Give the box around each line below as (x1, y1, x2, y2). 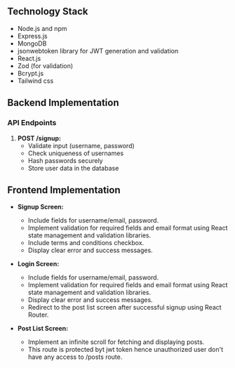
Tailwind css (17, 77, 54, 85)
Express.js (17, 32, 48, 40)
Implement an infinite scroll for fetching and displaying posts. (27, 338, 205, 346)
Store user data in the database (27, 164, 119, 172)
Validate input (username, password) (27, 141, 135, 150)
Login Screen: (17, 260, 60, 268)
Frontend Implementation (7, 184, 121, 196)
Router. (27, 310, 49, 319)
